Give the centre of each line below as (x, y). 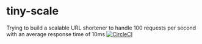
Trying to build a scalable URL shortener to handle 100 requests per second (101, 28)
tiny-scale (33, 11)
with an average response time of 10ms (56, 34)
